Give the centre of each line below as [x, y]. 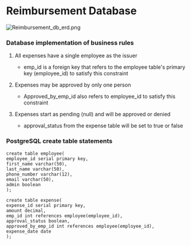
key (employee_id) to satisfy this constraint [76, 74]
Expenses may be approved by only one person [73, 85]
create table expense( [34, 200]
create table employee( [35, 153]
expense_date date [29, 231]
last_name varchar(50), [35, 169]
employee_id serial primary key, [47, 158]
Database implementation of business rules [70, 43]
